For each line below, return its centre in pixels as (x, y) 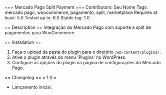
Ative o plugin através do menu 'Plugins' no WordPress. (69, 57)
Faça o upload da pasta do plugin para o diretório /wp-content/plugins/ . (86, 52)
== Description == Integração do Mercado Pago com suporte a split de (78, 27)
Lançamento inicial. (32, 87)
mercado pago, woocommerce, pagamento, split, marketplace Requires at (81, 12)
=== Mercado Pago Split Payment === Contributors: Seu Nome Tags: (76, 7)
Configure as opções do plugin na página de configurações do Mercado (86, 62)
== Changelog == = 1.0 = (31, 77)
